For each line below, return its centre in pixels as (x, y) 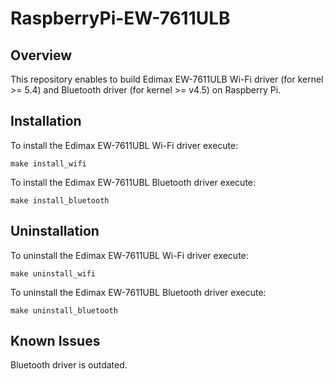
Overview (41, 55)
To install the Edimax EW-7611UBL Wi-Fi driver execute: (124, 145)
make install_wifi (48, 163)
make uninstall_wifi (53, 273)
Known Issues (55, 341)
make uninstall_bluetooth (64, 310)
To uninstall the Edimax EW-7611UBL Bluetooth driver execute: (138, 292)
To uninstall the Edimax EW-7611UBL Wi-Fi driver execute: (129, 255)
